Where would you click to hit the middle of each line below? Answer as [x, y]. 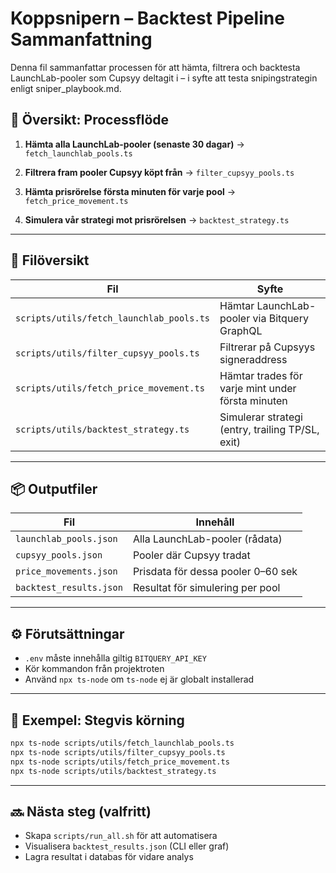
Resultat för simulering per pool [206, 588]
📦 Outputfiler [54, 488]
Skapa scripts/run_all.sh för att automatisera [121, 836]
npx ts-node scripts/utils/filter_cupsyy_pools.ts [118, 752]
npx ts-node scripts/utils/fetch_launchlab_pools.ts [122, 743]
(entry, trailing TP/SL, [269, 429]
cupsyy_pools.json [59, 555]
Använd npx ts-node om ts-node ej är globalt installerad [139, 679]
